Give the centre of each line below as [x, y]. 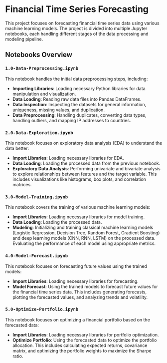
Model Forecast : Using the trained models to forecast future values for [85, 286]
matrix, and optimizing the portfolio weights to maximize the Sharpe [82, 350]
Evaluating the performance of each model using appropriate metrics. [84, 243]
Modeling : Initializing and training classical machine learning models [83, 228]
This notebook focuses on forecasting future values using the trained [76, 266]
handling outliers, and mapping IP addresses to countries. [72, 120]
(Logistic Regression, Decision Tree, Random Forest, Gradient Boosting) [86, 233]
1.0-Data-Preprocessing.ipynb [42, 68]
